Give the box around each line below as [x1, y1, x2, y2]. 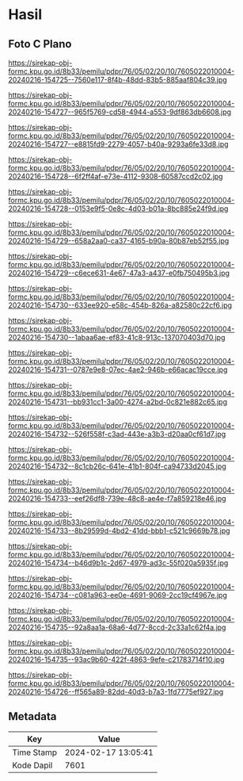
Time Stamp [12, 747, 58, 758]
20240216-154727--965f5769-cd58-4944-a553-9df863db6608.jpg [8, 107, 232, 117]
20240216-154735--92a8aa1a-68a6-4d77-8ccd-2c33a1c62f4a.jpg [8, 622, 226, 632]
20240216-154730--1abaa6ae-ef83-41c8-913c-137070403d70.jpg [8, 333, 226, 342]
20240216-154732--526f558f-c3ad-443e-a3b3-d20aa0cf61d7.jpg [8, 430, 226, 438]
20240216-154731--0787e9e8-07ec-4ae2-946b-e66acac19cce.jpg [8, 365, 228, 374]
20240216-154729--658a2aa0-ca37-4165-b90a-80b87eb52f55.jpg [8, 236, 230, 245]
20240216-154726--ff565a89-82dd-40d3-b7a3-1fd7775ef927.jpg [8, 687, 224, 696]
